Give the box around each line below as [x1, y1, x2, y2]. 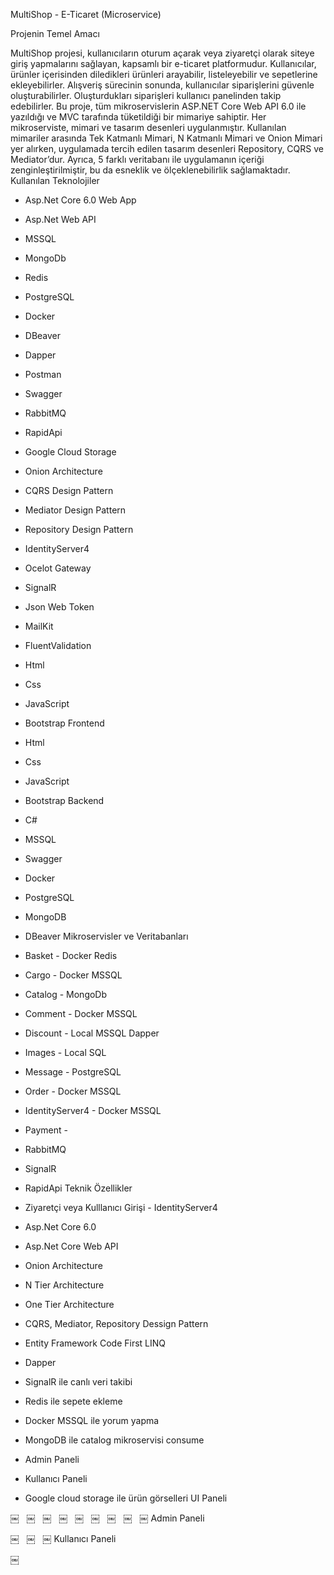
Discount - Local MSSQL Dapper [24, 1027, 160, 1039]
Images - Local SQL [24, 1047, 107, 1058]
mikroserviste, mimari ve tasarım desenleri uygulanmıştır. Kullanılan [10, 122, 287, 133]
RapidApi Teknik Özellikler [24, 1182, 133, 1194]
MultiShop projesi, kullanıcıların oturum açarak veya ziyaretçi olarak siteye [10, 47, 315, 59]
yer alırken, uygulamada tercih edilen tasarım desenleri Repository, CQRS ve [10, 143, 324, 154]
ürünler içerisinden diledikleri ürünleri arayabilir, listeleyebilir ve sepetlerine [10, 69, 318, 80]
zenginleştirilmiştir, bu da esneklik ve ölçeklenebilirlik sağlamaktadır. [10, 164, 291, 176]
